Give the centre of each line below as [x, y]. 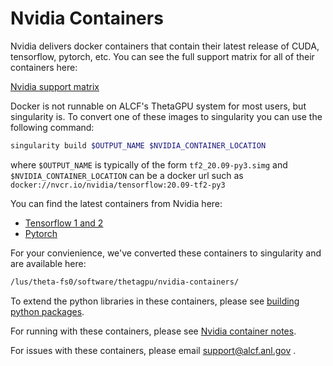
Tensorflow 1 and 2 [64, 223]
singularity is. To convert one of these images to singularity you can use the [166, 116]
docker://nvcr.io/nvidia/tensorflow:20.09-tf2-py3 [118, 185]
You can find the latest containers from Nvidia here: [116, 203]
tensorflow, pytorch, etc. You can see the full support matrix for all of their [162, 56]
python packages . [47, 311]
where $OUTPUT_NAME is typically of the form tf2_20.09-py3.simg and [149, 164]
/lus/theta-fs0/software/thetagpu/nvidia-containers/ [125, 282]
